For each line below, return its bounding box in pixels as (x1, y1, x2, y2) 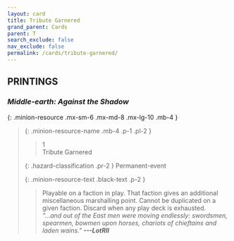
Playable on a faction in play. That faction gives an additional (42, 188, 218, 197)
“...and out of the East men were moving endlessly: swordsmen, (42, 211, 228, 219)
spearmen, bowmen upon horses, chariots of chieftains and (42, 218, 217, 227)
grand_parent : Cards (7, 23, 68, 30)
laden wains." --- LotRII (42, 226, 110, 235)
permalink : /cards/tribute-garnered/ (7, 50, 118, 57)
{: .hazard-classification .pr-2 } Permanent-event (24, 161, 167, 170)
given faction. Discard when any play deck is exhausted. (42, 204, 207, 212)
